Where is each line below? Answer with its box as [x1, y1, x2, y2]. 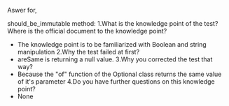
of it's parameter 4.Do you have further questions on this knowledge [17, 77, 215, 86]
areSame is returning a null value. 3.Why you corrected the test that [17, 55, 213, 63]
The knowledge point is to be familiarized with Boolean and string [17, 40, 207, 48]
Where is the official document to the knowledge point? [7, 27, 167, 35]
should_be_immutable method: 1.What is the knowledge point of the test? [7, 20, 218, 27]
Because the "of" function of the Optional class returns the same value [17, 70, 222, 78]
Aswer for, [7, 6, 37, 14]
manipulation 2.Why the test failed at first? [17, 48, 140, 56]
